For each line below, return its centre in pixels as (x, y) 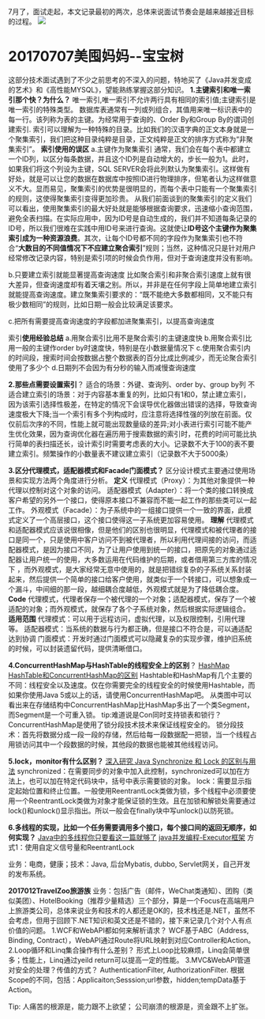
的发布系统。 (29, 873)
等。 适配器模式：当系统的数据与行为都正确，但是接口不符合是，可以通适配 (130, 628)
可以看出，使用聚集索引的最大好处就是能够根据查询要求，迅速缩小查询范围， (132, 208)
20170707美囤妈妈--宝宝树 (96, 57)
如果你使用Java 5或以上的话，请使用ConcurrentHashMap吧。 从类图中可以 (130, 695)
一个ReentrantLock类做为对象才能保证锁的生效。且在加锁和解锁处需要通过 (135, 801)
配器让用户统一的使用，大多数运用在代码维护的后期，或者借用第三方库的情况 (132, 559)
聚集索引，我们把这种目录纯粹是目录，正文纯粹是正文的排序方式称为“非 (131, 139)
